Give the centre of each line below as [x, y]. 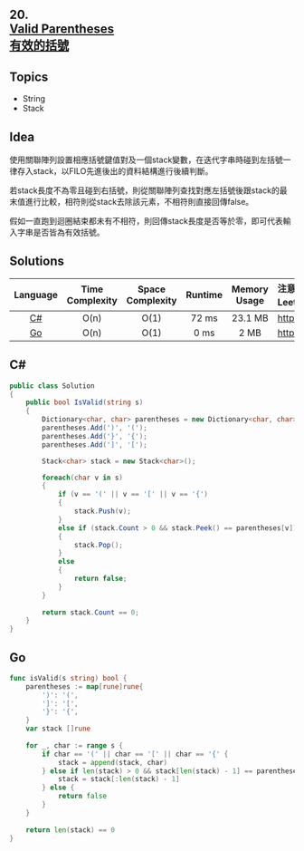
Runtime [204, 295]
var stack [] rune [58, 729]
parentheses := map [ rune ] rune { [85, 687]
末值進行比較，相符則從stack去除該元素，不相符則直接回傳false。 [132, 202]
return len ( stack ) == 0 [71, 830]
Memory [250, 289]
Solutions [37, 261]
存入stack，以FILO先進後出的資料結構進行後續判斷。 [115, 171]
